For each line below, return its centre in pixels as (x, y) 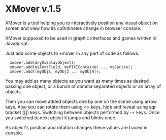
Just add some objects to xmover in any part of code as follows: (72, 53)
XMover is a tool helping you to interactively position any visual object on (82, 23)
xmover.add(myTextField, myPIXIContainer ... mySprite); (71, 67)
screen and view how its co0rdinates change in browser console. (73, 28)
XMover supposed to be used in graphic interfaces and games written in (81, 38)
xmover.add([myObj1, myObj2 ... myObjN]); (55, 72)
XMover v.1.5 (33, 9)
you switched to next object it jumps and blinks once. (61, 118)
